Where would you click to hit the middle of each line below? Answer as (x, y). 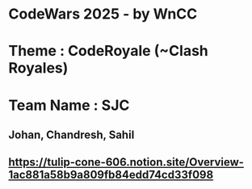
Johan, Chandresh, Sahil (71, 134)
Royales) (38, 68)
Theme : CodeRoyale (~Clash (108, 51)
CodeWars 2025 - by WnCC (103, 14)
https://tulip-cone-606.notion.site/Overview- (126, 162)
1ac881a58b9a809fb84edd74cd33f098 (111, 175)
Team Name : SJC (69, 105)
